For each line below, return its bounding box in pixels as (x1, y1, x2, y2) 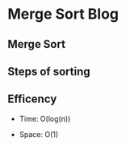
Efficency (7, 92, 57, 106)
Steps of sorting (7, 64, 90, 78)
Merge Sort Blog (7, 5, 119, 24)
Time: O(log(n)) (19, 114, 71, 123)
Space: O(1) (19, 129, 59, 139)
